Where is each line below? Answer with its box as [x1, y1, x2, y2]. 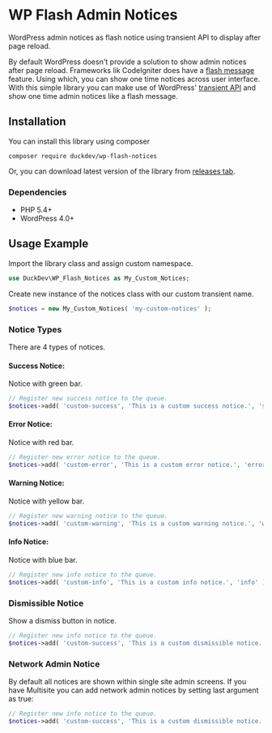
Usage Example [8, 237, 89, 251]
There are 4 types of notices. [8, 342, 106, 352]
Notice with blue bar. [8, 555, 78, 564]
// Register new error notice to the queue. [8, 453, 161, 461]
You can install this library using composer [8, 136, 151, 146]
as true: [8, 694, 34, 704]
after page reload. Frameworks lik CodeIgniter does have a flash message [8, 65, 255, 75]
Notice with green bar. [8, 379, 83, 388]
